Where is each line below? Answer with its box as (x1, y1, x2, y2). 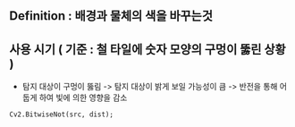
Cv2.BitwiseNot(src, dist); (9, 110, 114, 119)
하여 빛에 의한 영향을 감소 (38, 92, 128, 103)
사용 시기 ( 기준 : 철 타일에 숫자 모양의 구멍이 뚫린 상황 (9, 41, 286, 56)
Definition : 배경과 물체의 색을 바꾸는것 (9, 8, 213, 24)
